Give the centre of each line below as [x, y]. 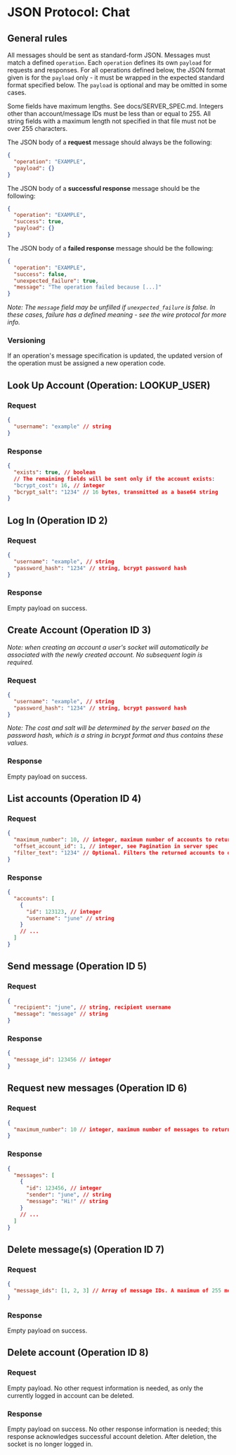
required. [20, 662]
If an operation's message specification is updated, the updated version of [115, 355]
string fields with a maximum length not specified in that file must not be [112, 121]
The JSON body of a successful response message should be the [104, 188]
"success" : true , [39, 222]
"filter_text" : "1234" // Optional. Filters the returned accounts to [119, 852]
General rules [38, 38]
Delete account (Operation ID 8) [78, 1353]
